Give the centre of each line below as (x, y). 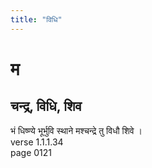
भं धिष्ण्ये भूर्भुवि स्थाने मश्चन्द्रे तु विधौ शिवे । (76, 130)
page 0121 (31, 152)
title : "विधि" (36, 19)
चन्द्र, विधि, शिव (46, 106)
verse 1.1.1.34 (37, 142)
